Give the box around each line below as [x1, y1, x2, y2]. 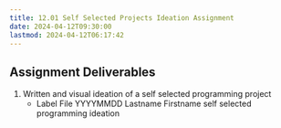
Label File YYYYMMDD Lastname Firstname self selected [36, 98, 253, 110]
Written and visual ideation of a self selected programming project [22, 89, 272, 100]
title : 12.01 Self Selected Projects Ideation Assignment [9, 13, 234, 23]
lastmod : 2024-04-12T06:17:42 [9, 30, 125, 39]
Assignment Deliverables [9, 64, 156, 80]
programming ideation [36, 108, 120, 119]
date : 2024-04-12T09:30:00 [9, 22, 112, 31]
